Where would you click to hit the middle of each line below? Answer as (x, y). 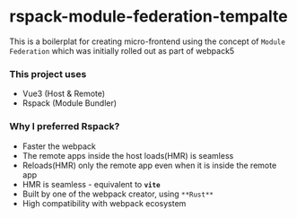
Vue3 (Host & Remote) (64, 94)
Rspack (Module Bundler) (70, 103)
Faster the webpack (59, 146)
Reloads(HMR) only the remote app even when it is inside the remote (149, 165)
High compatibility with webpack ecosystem (104, 203)
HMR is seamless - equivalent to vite (91, 184)
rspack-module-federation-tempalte (149, 17)
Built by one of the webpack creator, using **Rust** (118, 194)
